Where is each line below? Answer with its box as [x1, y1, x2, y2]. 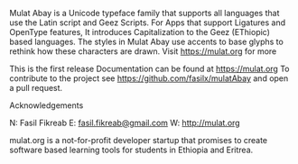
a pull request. [9, 83, 63, 93]
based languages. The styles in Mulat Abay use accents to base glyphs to [9, 36, 284, 47]
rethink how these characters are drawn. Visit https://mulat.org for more [9, 46, 277, 57]
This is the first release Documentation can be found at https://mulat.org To [9, 63, 290, 74]
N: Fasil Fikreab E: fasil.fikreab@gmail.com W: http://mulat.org [9, 117, 241, 128]
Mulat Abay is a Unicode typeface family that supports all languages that [9, 8, 280, 18]
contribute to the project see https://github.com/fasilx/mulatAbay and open [9, 73, 289, 84]
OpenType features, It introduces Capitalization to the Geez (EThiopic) [9, 27, 271, 37]
